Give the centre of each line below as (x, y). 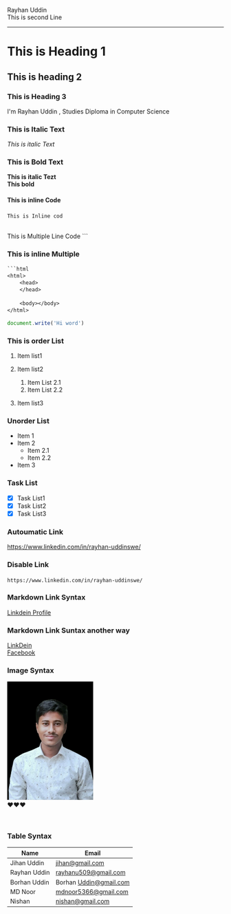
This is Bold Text (35, 162)
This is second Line (35, 17)
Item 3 (26, 465)
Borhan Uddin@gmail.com (92, 882)
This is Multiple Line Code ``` (47, 236)
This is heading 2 (45, 77)
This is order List (35, 341)
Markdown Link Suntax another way (69, 630)
